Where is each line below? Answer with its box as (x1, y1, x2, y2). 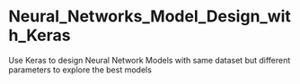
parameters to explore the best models (8, 64, 152, 75)
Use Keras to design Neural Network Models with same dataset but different (8, 55, 291, 65)
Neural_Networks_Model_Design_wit (8, 6, 291, 27)
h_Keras (8, 25, 71, 46)
